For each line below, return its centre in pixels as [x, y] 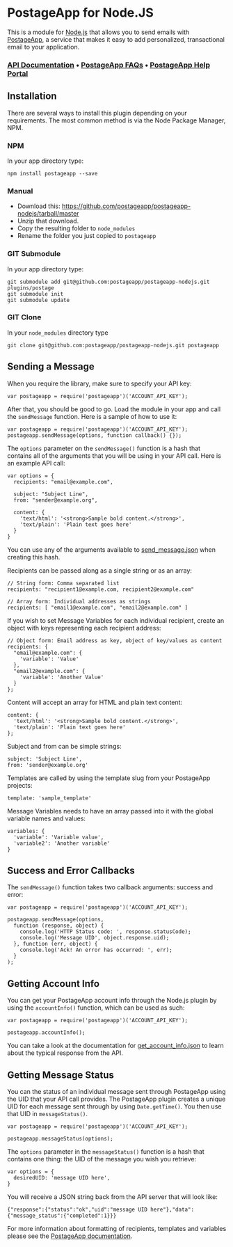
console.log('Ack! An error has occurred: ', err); [96, 950]
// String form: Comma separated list [63, 583]
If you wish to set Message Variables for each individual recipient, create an [116, 620]
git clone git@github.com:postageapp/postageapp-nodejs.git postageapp [113, 345]
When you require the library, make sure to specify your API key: [99, 383]
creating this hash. [34, 557]
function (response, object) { [59, 926]
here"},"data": [172, 1210]
